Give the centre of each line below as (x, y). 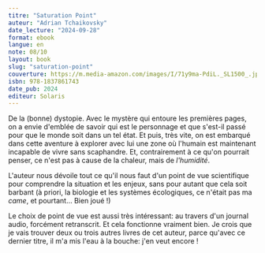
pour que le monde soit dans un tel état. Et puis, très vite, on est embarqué (129, 136)
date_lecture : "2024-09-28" (54, 30)
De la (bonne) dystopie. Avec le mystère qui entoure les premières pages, (127, 118)
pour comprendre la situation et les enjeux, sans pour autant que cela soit (128, 184)
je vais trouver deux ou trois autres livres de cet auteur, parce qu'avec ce (127, 233)
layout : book (30, 60)
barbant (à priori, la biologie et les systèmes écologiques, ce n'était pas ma (130, 192)
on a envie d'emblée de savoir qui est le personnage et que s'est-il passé (127, 127)
